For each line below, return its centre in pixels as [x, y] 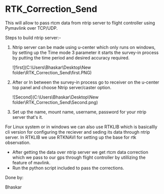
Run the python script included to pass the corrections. [68, 168]
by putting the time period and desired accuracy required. [71, 57]
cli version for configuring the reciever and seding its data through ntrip [78, 132]
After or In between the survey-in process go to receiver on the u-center [86, 82]
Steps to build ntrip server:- [33, 38]
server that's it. [28, 117]
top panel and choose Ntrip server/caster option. [62, 87]
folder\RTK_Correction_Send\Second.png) [55, 102]
